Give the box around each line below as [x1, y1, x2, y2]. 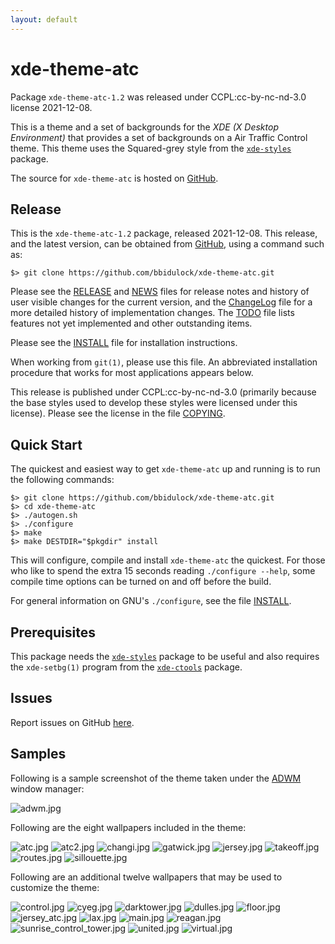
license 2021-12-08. [10, 101, 93, 113]
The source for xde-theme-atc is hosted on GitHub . [10, 172, 219, 184]
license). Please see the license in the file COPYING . [10, 407, 226, 420]
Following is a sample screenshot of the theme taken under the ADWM [10, 772, 302, 784]
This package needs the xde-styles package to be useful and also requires [10, 651, 320, 662]
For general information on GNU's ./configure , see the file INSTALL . [10, 595, 292, 607]
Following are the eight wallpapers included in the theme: [10, 821, 247, 833]
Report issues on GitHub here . [10, 716, 135, 728]
